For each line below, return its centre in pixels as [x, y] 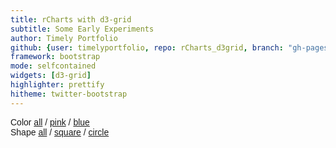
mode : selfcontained [53, 66]
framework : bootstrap [55, 57]
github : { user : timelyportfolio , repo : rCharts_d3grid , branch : [147, 47]
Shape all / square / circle [60, 132]
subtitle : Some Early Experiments [82, 29]
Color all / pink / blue [50, 122]
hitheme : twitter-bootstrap [69, 94]
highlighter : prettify [57, 85]
